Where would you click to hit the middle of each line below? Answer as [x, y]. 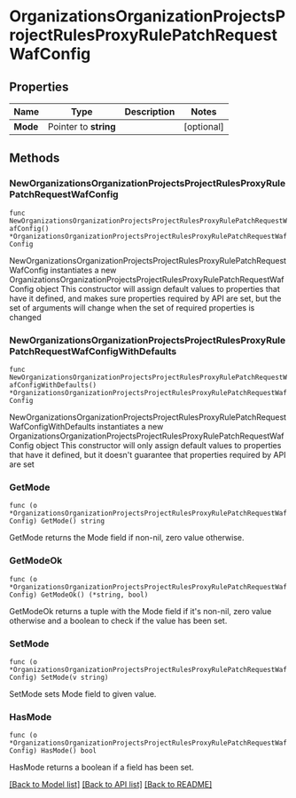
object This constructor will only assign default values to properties [158, 445]
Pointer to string [82, 126]
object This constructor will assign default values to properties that [158, 288]
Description [150, 111]
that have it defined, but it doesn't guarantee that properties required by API [148, 454]
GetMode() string [73, 521]
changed [25, 317]
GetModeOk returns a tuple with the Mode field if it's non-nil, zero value [140, 611]
